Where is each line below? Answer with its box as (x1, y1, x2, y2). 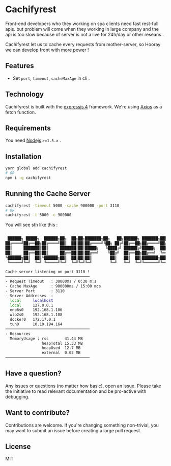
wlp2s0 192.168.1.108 (10, 312, 63, 318)
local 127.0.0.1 (10, 303, 53, 308)
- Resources (5, 331, 31, 336)
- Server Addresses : (5, 293, 53, 298)
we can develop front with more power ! (5, 47, 89, 53)
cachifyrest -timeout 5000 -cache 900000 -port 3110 (5, 203, 120, 208)
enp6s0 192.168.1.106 (10, 307, 63, 313)
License (5, 442, 31, 451)
